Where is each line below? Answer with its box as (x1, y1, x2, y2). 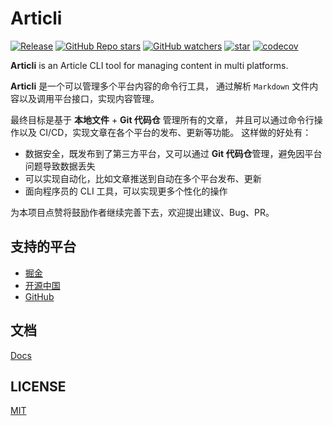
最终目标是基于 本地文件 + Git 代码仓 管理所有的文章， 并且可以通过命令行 (10, 113, 315, 126)
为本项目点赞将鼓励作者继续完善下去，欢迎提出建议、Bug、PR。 (10, 206, 275, 218)
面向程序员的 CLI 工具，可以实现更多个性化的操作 (24, 185, 228, 197)
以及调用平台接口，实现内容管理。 (18, 92, 160, 104)
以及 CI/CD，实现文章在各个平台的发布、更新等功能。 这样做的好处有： (18, 126, 312, 138)
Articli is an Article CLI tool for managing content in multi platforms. (10, 59, 289, 71)
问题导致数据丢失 (24, 160, 96, 172)
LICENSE (10, 378, 67, 395)
